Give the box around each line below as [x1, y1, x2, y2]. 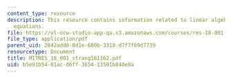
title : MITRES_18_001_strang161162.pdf [7, 55, 122, 62]
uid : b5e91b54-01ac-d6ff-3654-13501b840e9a [7, 61, 135, 68]
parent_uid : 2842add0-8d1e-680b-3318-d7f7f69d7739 [7, 42, 156, 49]
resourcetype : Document [7, 49, 76, 56]
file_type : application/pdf [7, 36, 88, 43]
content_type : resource [7, 10, 76, 17]
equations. [13, 23, 45, 30]
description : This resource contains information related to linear [7, 16, 209, 23]
